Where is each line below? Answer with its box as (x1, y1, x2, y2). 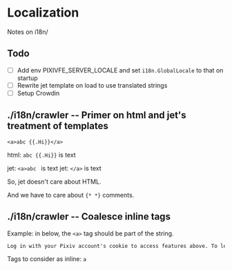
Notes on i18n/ (7, 28, 48, 36)
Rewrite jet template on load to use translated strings (17, 81, 168, 89)
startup (17, 74, 38, 82)
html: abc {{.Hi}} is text (7, 151, 76, 159)
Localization (7, 5, 79, 21)
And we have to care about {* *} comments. (7, 191, 135, 199)
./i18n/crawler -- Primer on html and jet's (7, 109, 186, 122)
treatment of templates (7, 120, 108, 132)
